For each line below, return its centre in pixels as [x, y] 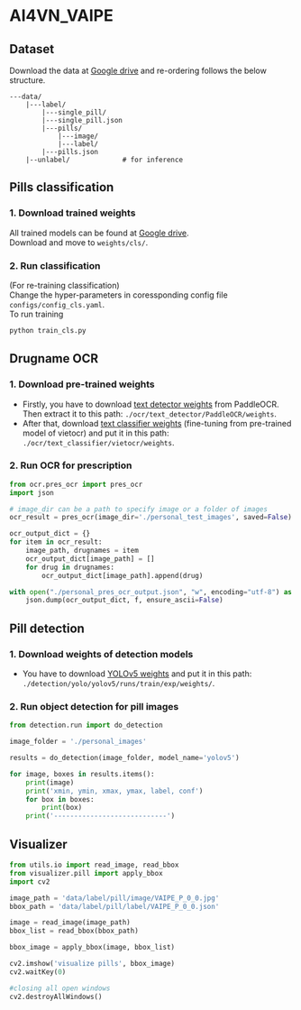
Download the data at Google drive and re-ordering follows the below [138, 70]
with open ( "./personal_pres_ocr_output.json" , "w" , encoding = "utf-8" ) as [151, 592]
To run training [36, 314]
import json [32, 492]
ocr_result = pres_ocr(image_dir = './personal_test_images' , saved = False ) [151, 518]
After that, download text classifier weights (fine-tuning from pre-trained [157, 423]
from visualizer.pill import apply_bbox [87, 873]
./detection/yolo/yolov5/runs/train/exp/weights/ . [119, 684]
